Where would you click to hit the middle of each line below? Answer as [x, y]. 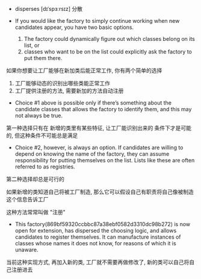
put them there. [43, 58]
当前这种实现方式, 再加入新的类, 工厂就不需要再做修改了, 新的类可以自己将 [98, 262]
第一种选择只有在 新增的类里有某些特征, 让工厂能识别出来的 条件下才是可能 [99, 128]
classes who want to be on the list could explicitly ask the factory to [108, 52]
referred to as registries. [45, 167]
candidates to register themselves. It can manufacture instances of [98, 237]
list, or [32, 45]
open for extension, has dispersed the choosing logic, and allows [96, 231]
